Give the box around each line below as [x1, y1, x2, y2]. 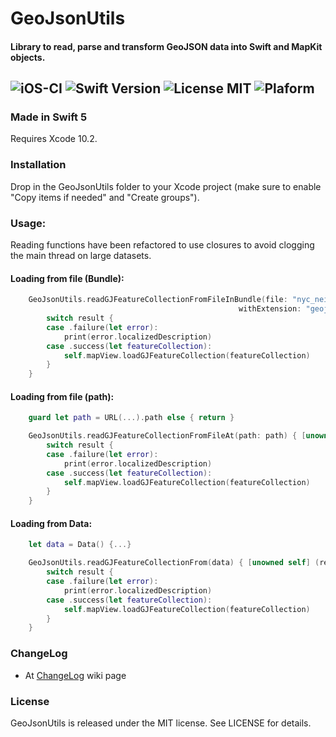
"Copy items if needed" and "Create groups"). [10, 191, 200, 203]
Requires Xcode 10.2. [10, 133, 98, 145]
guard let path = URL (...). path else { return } [28, 413, 235, 423]
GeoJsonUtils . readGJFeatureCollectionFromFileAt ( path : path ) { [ [28, 431, 307, 441]
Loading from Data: [10, 517, 93, 529]
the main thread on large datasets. [10, 250, 152, 262]
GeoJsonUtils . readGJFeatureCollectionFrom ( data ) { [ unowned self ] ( [28, 558, 320, 568]
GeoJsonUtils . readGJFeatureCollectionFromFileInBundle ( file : [28, 295, 288, 305]
